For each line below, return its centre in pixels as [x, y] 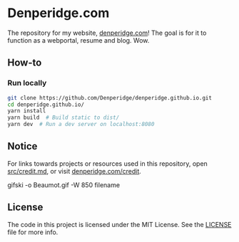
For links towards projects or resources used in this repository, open [108, 163]
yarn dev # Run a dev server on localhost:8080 [81, 125]
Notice [22, 146]
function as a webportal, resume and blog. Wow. [78, 40]
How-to [25, 63]
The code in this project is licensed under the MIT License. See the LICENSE [119, 224]
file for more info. [33, 232]
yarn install [27, 111]
